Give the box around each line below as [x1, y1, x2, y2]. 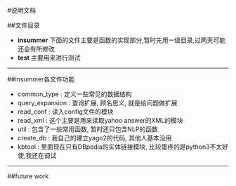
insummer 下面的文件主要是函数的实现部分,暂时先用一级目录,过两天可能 [17, 36, 226, 44]
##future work [7, 172, 49, 180]
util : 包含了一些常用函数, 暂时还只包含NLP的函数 [17, 125, 158, 133]
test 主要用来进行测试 [17, 53, 81, 62]
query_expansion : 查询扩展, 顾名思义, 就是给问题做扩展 [17, 99, 178, 107]
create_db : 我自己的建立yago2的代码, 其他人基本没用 [17, 134, 172, 142]
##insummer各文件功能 [7, 75, 75, 83]
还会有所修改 [17, 45, 55, 53]
